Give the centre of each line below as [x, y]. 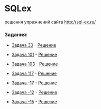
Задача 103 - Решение [35, 64]
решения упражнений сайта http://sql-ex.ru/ [50, 22]
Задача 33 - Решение [34, 45]
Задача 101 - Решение [34, 54]
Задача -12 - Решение [34, 92]
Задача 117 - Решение [34, 73]
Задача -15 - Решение [34, 102]
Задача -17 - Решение [34, 83]
